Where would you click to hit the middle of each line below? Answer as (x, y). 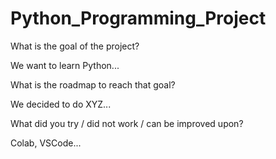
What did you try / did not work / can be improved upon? (127, 123)
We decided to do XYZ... (61, 104)
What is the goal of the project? (75, 46)
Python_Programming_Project (138, 18)
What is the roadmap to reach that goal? (93, 84)
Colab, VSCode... (46, 143)
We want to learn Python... (65, 65)
